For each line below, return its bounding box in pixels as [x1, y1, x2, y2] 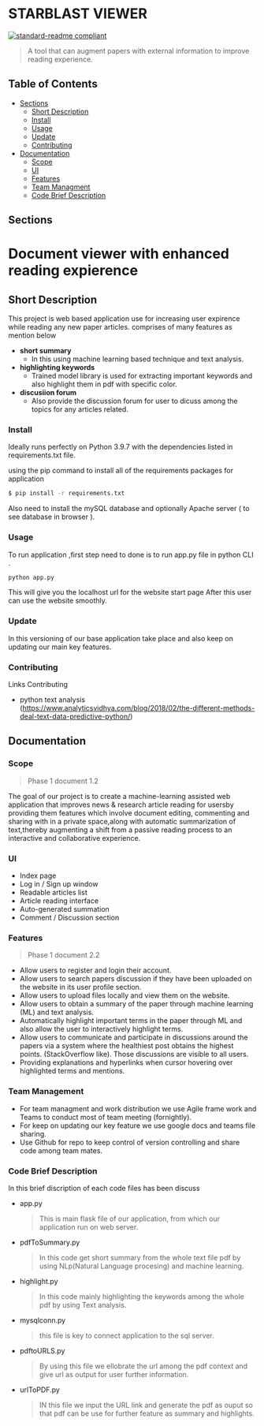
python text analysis [19, 695, 85, 704]
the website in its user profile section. [19, 983, 142, 992]
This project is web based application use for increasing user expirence [8, 314, 240, 323]
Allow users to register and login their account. [19, 965, 172, 975]
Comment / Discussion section [19, 913, 120, 923]
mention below [8, 330, 57, 340]
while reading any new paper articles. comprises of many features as [8, 323, 232, 332]
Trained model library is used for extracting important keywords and [31, 371, 253, 381]
